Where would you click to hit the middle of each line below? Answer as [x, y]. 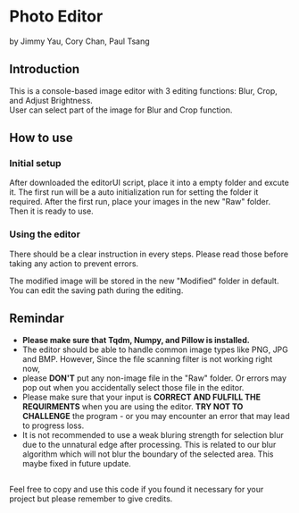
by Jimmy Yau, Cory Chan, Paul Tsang [79, 41]
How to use [41, 138]
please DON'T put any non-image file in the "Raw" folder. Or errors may [154, 378]
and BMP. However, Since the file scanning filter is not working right [147, 358]
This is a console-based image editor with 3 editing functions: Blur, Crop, [144, 90]
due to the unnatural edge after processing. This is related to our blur [149, 444]
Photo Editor [56, 17]
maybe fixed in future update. [76, 463]
